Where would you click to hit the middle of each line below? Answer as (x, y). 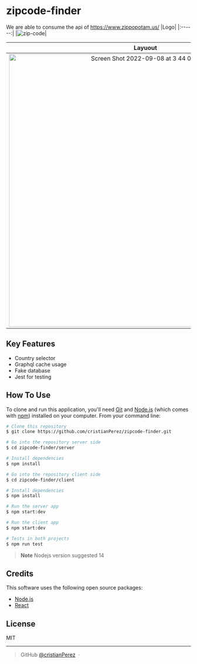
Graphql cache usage (40, 364)
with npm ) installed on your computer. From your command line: (84, 415)
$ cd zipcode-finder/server (40, 448)
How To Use (28, 395)
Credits (20, 573)
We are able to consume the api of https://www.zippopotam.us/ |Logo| (91, 27)
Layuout (145, 48)
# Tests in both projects (38, 538)
